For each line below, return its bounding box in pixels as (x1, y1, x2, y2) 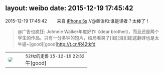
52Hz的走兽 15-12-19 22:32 (25, 53, 85, 59)
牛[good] (25, 59, 47, 66)
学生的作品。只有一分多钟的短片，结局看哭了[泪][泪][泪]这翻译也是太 (17, 34, 159, 40)
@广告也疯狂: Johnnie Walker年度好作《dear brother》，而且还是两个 (17, 28, 159, 34)
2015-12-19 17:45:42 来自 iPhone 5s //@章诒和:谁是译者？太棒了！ (5, 17, 150, 24)
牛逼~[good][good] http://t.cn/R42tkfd (17, 41, 96, 47)
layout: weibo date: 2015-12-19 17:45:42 (5, 4, 134, 12)
